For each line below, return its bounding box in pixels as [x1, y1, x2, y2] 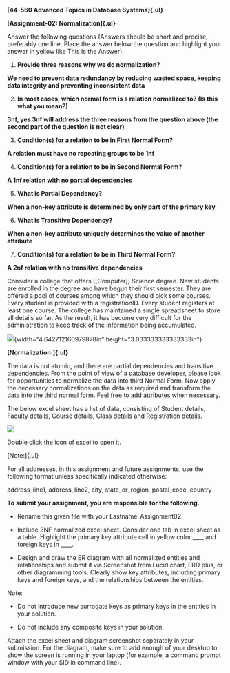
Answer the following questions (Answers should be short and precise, [7, 32, 208, 41]
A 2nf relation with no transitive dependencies [7, 263, 143, 272]
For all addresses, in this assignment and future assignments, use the [7, 465, 204, 473]
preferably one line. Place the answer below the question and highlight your [7, 40, 222, 48]
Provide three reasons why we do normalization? [17, 61, 160, 68]
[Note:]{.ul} [7, 452, 39, 459]
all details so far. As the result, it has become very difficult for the [7, 314, 192, 321]
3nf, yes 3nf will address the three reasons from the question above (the [7, 115, 218, 123]
